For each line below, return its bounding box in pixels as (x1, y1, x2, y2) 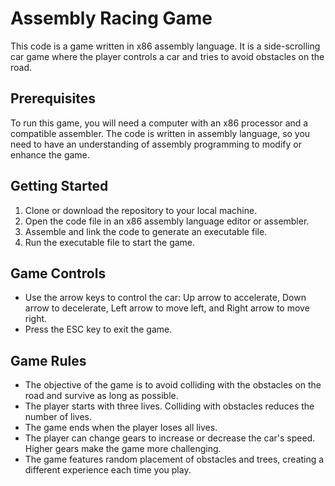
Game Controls (10, 265, 107, 282)
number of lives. (24, 411, 93, 423)
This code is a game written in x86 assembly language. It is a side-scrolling (10, 40, 321, 52)
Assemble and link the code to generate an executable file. (24, 225, 268, 237)
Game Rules (10, 352, 87, 369)
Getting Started (10, 178, 109, 195)
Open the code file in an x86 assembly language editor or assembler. (24, 215, 310, 227)
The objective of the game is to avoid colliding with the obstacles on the (24, 379, 322, 391)
